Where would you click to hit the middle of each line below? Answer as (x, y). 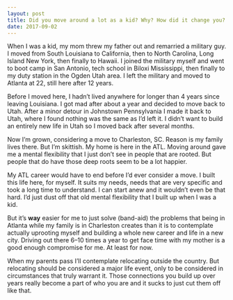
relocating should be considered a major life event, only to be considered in (115, 269)
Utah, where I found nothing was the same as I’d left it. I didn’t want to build (115, 119)
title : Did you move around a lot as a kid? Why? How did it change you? (116, 20)
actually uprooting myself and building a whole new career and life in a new (115, 233)
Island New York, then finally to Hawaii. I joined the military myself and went (116, 61)
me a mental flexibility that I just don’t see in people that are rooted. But (110, 154)
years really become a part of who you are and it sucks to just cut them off (114, 283)
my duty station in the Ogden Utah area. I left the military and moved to (109, 76)
